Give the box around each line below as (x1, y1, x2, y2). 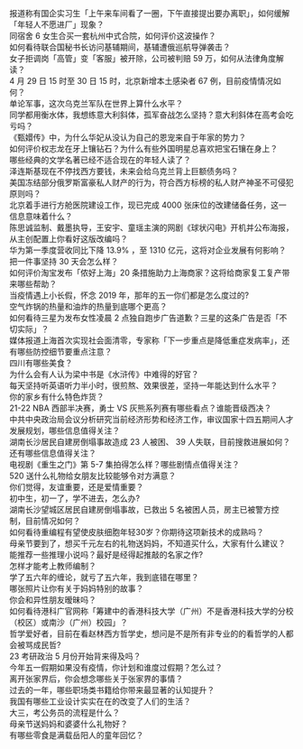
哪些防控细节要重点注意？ (16, 347, 113, 356)
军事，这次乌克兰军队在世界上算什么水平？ (24, 98, 183, 108)
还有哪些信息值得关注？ (9, 448, 96, 458)
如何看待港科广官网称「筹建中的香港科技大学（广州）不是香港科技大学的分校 (9, 606, 294, 616)
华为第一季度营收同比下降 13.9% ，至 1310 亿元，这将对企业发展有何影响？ (9, 245, 287, 255)
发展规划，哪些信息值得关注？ (9, 425, 120, 436)
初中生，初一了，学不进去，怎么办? (9, 493, 141, 504)
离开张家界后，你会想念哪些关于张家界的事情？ (9, 673, 183, 684)
